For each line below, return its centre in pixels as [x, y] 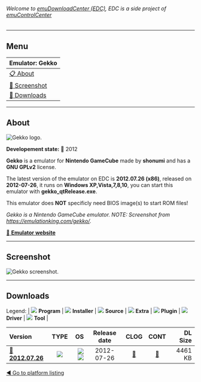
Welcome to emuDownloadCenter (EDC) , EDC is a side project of [86, 8]
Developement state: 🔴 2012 [42, 149]
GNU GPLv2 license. [31, 167]
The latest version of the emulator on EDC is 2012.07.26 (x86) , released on [99, 178]
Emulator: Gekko [33, 63]
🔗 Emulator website [31, 232]
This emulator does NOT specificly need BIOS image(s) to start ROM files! [97, 203]
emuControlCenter [29, 14]
